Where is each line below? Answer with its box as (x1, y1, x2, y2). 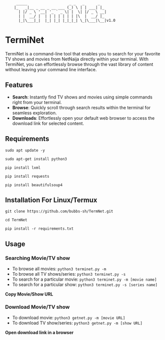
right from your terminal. (12, 99, 62, 105)
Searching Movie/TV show (5, 254, 70, 261)
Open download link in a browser (5, 330, 74, 336)
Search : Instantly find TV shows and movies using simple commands (12, 94, 153, 100)
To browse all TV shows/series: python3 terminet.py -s (12, 271, 126, 277)
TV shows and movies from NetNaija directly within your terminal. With (5, 56, 149, 62)
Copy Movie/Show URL (5, 291, 53, 297)
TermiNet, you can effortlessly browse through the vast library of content (5, 61, 154, 67)
